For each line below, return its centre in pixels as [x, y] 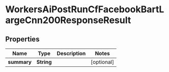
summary [20, 62]
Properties [22, 39]
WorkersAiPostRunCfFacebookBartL [85, 9]
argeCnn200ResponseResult [68, 20]
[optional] [102, 62]
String [44, 62]
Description [71, 53]
